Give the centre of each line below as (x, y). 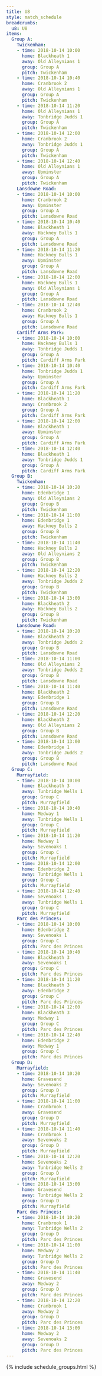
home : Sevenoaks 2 (44, 1162)
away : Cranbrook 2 (44, 405)
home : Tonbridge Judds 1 (52, 371)
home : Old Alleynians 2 (51, 665)
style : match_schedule (34, 17)
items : (14, 34)
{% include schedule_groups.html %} (51, 1367)
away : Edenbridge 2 (45, 991)
